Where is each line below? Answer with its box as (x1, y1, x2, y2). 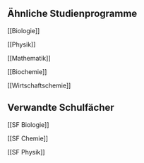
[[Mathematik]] (7, 54, 51, 62)
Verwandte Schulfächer (7, 102, 114, 114)
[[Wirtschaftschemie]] (7, 81, 71, 90)
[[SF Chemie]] (7, 134, 48, 143)
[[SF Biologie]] (7, 120, 49, 128)
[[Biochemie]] (7, 67, 47, 76)
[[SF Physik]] (7, 147, 45, 156)
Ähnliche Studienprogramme (7, 8, 138, 20)
